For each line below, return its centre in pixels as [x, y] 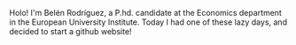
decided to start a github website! [70, 31]
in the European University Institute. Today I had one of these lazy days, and [148, 22]
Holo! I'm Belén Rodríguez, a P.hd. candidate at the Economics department [145, 13]
